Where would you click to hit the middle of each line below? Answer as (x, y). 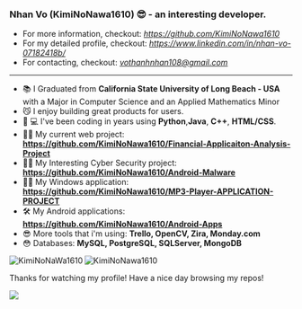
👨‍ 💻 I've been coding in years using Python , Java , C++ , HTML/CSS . (149, 121)
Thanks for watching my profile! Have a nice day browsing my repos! (137, 278)
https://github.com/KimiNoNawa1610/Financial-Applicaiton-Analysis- (156, 144)
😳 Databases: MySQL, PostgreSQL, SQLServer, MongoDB (132, 243)
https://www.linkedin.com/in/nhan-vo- (220, 43)
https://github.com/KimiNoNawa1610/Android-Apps (122, 225)
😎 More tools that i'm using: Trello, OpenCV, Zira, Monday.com (141, 234)
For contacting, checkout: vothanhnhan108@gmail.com (125, 63)
